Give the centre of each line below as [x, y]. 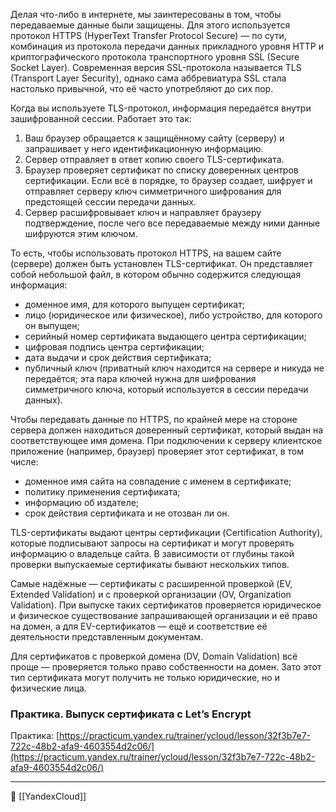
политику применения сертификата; [102, 492]
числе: [24, 462]
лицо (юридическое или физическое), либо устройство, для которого [173, 315]
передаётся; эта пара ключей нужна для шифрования [140, 378]
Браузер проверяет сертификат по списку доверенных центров [161, 170]
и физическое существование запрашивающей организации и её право [164, 615]
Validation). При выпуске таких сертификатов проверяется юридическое [166, 605]
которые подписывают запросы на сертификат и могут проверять [152, 543]
